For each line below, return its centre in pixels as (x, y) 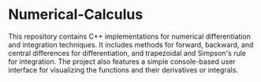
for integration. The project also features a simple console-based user (122, 61)
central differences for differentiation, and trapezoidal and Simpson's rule (127, 53)
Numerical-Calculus (76, 15)
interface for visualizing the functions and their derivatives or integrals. (123, 69)
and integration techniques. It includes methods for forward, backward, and (131, 44)
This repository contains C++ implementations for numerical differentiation (129, 36)
